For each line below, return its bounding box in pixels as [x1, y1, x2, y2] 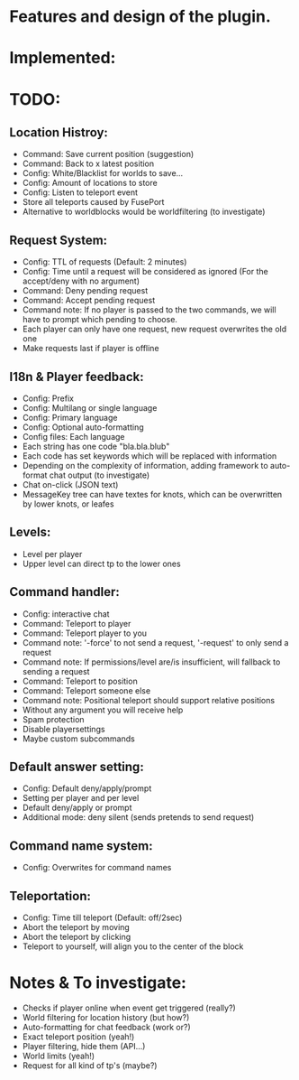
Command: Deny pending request [22, 285, 149, 296]
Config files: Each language [22, 432, 125, 442]
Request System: [9, 232, 108, 247]
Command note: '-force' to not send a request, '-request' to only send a [22, 637, 289, 647]
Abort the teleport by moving [22, 922, 131, 933]
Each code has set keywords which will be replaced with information [22, 451, 277, 461]
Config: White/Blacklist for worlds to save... [22, 168, 184, 179]
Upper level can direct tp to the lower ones [22, 558, 182, 569]
